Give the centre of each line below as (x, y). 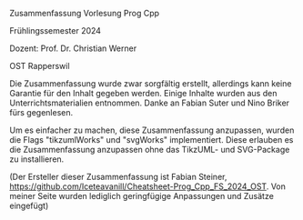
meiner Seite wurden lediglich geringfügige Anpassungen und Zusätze (142, 196)
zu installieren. (37, 159)
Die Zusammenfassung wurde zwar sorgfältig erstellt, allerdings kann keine (151, 84)
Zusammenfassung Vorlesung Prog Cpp (85, 13)
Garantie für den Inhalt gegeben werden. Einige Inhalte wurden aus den (143, 93)
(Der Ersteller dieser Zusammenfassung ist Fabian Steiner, (118, 177)
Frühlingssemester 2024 (56, 30)
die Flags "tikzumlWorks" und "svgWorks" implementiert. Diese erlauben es (151, 140)
